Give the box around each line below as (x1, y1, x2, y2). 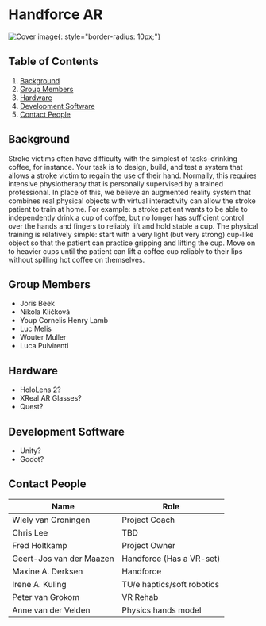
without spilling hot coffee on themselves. (8, 255, 145, 264)
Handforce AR (8, 6, 103, 24)
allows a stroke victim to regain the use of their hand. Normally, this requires (8, 171, 257, 180)
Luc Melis (19, 324, 52, 334)
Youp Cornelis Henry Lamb (19, 316, 109, 325)
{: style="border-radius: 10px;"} (57, 32, 161, 41)
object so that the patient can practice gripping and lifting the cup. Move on (8, 238, 256, 248)
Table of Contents (8, 55, 99, 68)
